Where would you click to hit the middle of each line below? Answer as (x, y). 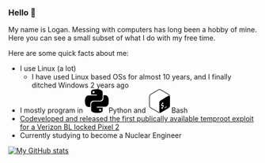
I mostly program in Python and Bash (104, 110)
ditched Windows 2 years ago (80, 85)
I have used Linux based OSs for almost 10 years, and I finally (131, 77)
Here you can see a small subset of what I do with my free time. (112, 38)
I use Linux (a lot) (48, 69)
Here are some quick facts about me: (68, 54)
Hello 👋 (22, 13)
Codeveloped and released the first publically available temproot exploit (137, 119)
